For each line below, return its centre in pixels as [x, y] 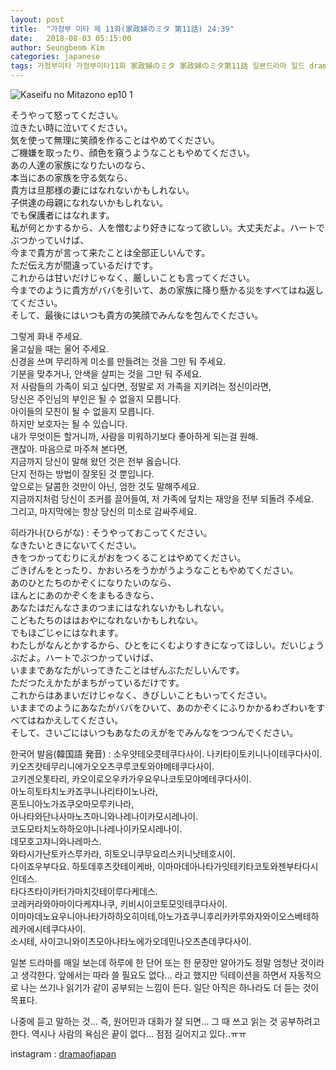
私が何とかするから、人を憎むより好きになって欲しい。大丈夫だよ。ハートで [168, 227]
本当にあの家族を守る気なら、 [71, 177]
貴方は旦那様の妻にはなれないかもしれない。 [102, 190]
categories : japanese [55, 57]
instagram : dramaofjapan [63, 1054]
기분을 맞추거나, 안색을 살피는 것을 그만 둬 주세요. [106, 374]
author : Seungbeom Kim [57, 47]
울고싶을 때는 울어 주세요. [60, 349]
